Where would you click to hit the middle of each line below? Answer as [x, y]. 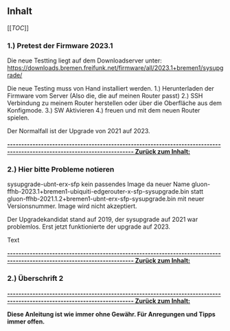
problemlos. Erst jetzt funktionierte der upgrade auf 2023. [89, 227]
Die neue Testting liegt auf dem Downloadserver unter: [85, 60]
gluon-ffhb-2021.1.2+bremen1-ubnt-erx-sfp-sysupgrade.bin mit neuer [106, 199]
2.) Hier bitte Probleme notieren [61, 170]
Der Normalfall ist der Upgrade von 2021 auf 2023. [79, 131]
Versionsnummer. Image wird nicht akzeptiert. [72, 206]
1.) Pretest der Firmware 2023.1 [60, 45]
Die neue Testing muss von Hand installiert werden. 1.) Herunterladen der [111, 89]
